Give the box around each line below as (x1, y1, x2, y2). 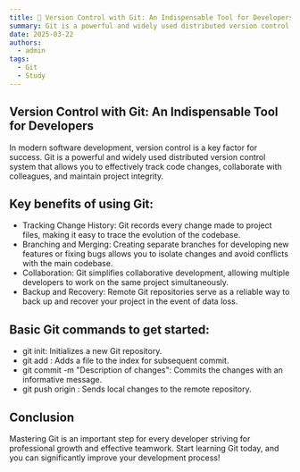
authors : (9, 38, 42, 47)
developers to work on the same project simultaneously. (21, 277, 229, 288)
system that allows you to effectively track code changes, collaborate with (9, 161, 283, 172)
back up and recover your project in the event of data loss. (21, 296, 238, 307)
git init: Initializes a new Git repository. (21, 346, 162, 357)
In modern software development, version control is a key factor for (9, 142, 257, 153)
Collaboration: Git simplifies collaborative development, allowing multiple (21, 267, 290, 278)
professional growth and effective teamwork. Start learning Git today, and (9, 443, 279, 453)
